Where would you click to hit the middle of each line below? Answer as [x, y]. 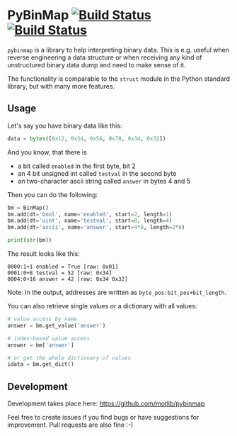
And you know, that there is [47, 152]
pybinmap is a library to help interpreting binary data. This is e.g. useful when [118, 50]
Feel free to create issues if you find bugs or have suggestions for [103, 418]
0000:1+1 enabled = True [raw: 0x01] [63, 267]
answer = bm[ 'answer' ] [41, 345]
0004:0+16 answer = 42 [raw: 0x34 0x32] [68, 279]
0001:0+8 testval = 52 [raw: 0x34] [60, 273]
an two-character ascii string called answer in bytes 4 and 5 [104, 181]
